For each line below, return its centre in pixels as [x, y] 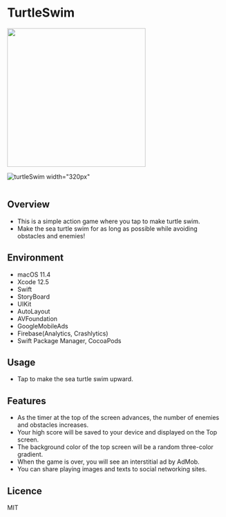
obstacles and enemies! [51, 236]
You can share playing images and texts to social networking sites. [112, 469]
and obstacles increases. [53, 425]
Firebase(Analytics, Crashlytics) [63, 333]
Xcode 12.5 [33, 281]
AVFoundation [37, 318]
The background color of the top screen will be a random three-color [115, 447]
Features [27, 401]
